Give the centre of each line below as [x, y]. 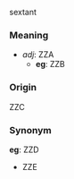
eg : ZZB [50, 64]
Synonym [30, 130]
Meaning [29, 35]
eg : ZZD [24, 149]
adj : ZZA [38, 55]
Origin [23, 88]
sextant [23, 12]
